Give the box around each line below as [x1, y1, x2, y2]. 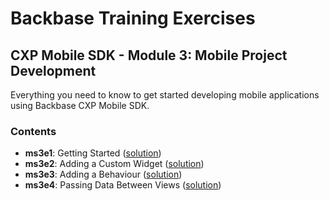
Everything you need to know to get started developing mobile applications [10, 89, 320, 101]
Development [10, 62, 97, 79]
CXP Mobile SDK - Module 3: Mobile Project [10, 47, 288, 64]
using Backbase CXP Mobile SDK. [10, 100, 150, 111]
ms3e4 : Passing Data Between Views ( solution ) [24, 179, 222, 191]
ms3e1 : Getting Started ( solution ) [24, 147, 162, 159]
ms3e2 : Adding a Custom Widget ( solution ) [24, 158, 205, 170]
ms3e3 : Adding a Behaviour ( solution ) [24, 168, 183, 181]
